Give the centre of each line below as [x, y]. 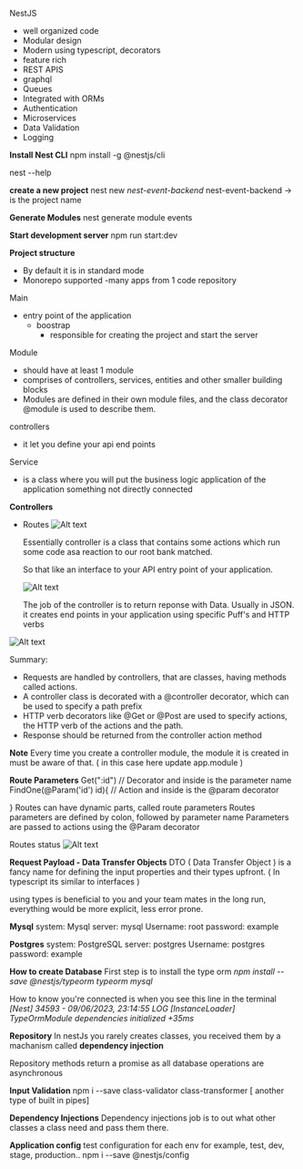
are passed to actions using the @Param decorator [105, 827]
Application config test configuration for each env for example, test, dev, [147, 1145]
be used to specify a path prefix [82, 706]
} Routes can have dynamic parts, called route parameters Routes [132, 807]
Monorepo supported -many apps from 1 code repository [129, 280]
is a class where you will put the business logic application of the [144, 479]
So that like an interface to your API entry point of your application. [147, 569]
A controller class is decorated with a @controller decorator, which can [156, 697]
